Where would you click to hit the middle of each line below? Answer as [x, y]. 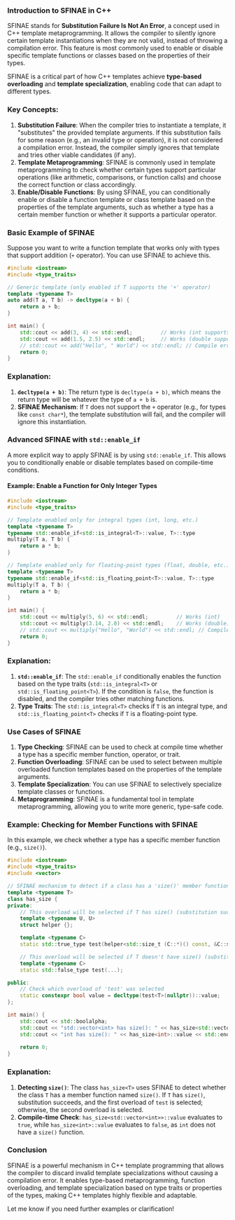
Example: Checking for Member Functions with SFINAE [102, 825]
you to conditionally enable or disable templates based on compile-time [110, 462]
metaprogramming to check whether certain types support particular [116, 170]
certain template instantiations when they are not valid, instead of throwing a [117, 41]
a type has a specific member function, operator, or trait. [99, 754]
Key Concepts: [33, 109]
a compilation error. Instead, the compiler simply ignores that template [118, 147]
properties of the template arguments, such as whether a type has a [115, 207]
